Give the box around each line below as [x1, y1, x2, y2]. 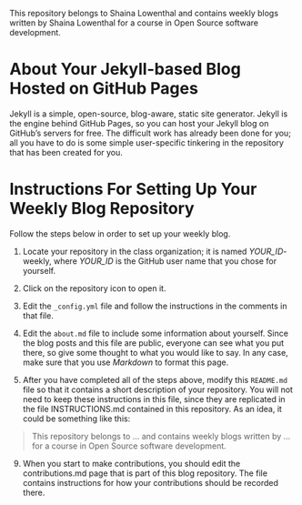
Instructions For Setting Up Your [9, 179, 257, 199]
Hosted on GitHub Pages [9, 78, 198, 99]
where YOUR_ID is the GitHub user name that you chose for [53, 255, 277, 267]
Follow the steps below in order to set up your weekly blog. [9, 227, 231, 239]
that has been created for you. [9, 146, 123, 157]
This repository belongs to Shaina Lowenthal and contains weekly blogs [9, 8, 279, 18]
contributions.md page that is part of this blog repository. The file [22, 468, 268, 479]
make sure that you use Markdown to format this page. [22, 357, 229, 368]
